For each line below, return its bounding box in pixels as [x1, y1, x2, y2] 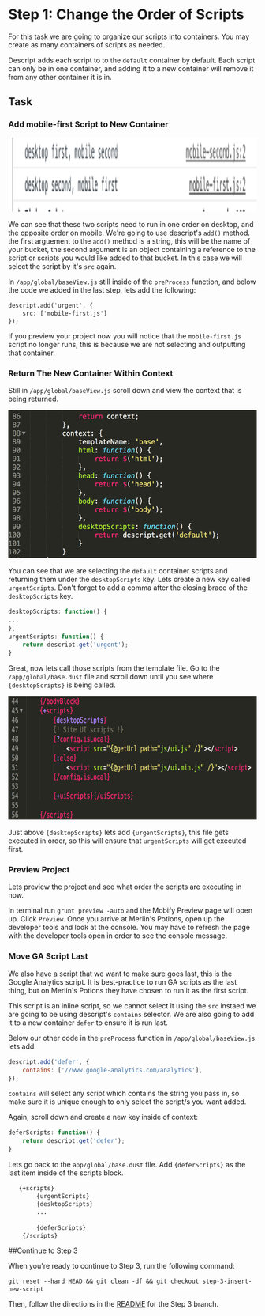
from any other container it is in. [8, 72, 112, 81]
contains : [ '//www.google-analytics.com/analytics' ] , [22, 1066, 203, 1074]
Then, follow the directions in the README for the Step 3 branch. [8, 1299, 219, 1309]
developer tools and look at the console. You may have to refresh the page [8, 923, 251, 932]
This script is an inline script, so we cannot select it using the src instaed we [8, 1000, 256, 1010]
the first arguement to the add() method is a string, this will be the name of [8, 236, 251, 246]
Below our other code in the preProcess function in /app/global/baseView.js [8, 1033, 256, 1042]
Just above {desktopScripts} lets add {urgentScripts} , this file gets [8, 828, 229, 838]
